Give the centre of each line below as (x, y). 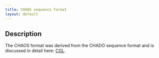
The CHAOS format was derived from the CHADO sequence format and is (80, 46)
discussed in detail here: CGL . (35, 51)
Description (23, 34)
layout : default (22, 14)
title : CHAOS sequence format (36, 10)
